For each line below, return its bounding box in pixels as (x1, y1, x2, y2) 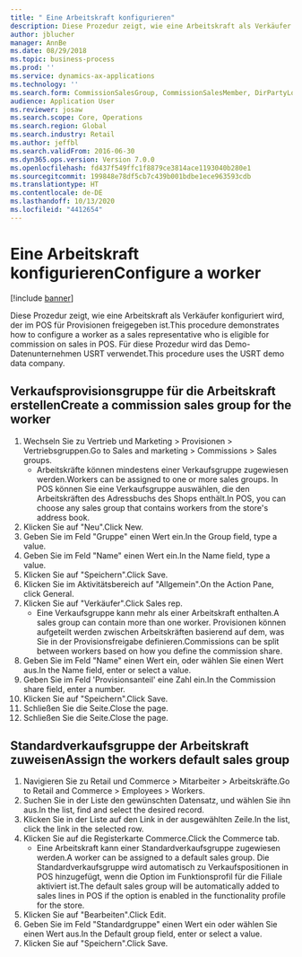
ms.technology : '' (10, 80, 79, 89)
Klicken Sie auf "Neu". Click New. (22, 522, 144, 532)
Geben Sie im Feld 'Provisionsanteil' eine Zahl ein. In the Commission (22, 674, 276, 685)
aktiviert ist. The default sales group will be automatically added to (36, 881, 280, 891)
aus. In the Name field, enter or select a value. (22, 664, 192, 675)
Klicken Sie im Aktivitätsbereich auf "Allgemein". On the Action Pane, (22, 578, 274, 589)
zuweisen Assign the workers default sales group (10, 751, 290, 768)
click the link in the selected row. (22, 823, 144, 835)
